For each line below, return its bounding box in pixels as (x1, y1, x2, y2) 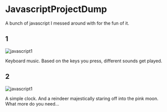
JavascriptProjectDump (5, 4, 107, 15)
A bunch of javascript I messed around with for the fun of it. (5, 20, 130, 26)
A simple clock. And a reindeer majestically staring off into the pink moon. (5, 95, 159, 101)
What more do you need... (5, 100, 60, 106)
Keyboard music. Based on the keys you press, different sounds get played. (5, 58, 162, 64)
